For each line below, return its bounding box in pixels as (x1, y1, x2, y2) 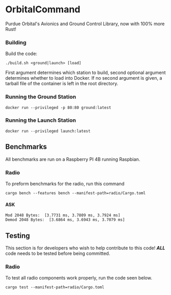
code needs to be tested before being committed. (5, 250, 110, 256)
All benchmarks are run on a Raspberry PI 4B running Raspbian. (5, 156, 140, 162)
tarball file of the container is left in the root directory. (5, 81, 119, 87)
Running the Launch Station (5, 117, 76, 124)
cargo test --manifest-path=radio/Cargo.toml (5, 285, 104, 290)
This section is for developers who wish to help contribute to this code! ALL (5, 245, 165, 251)
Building (5, 39, 27, 46)
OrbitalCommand (5, 4, 81, 15)
